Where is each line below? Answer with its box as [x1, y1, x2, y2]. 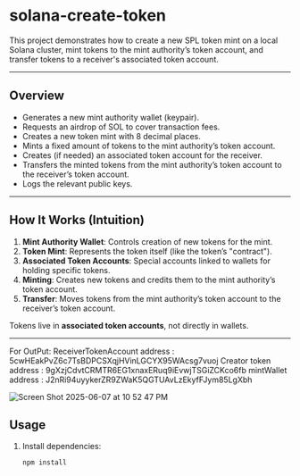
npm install [21, 458, 67, 467]
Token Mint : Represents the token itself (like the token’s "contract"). [21, 246, 272, 256]
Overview [9, 88, 65, 104]
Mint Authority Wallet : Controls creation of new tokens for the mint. [21, 236, 273, 246]
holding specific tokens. [21, 264, 111, 275]
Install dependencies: [21, 441, 102, 452]
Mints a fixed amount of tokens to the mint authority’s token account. [21, 140, 276, 151]
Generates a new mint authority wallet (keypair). [21, 112, 199, 122]
